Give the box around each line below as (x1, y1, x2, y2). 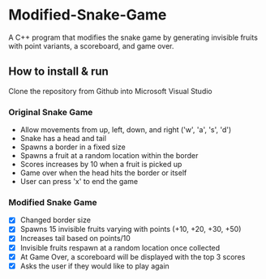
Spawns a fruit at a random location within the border (19, 151, 199, 161)
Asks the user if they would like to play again (19, 261, 170, 271)
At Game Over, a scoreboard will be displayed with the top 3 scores (19, 251, 246, 261)
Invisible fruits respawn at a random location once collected (19, 243, 221, 252)
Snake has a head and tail (19, 134, 107, 144)
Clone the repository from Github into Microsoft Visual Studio (8, 86, 212, 96)
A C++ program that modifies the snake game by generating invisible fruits (8, 32, 258, 42)
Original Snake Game (8, 106, 93, 118)
